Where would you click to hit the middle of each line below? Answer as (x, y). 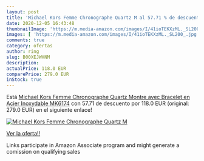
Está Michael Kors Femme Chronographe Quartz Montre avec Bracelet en (98, 97)
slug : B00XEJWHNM (28, 57)
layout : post (23, 12)
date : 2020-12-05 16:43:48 (40, 23)
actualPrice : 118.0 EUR (36, 68)
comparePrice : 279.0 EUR (38, 74)
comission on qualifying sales (43, 152)
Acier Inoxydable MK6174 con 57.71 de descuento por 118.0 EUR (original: (98, 103)
